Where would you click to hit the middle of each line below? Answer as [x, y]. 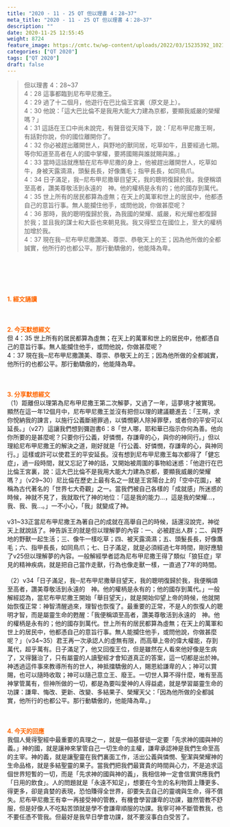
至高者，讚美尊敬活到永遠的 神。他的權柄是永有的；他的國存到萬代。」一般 [114, 589]
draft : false [26, 65]
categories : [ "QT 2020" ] [42, 52]
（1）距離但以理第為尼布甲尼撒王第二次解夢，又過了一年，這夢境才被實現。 [113, 403]
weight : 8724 [26, 39]
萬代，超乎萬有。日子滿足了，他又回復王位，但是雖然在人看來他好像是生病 [112, 649]
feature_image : [29, 45]
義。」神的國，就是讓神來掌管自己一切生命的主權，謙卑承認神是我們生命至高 [114, 748]
